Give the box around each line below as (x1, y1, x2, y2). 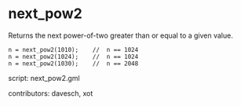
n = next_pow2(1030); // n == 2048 (8, 60, 139, 68)
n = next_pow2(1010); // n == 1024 (8, 46, 139, 53)
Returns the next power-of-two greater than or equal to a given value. (8, 31, 233, 40)
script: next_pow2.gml (8, 73, 80, 82)
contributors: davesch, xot (8, 88, 93, 98)
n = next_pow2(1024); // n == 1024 (8, 53, 139, 60)
